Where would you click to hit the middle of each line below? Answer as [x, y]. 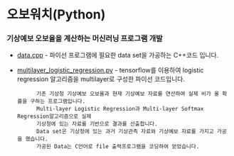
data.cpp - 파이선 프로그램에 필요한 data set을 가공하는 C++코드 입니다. [118, 55]
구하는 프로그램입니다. [58, 101]
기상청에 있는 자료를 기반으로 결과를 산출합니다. [97, 124]
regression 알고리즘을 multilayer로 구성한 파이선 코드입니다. [101, 79]
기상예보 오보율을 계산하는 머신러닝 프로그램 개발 [85, 38]
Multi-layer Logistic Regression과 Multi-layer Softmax [120, 109]
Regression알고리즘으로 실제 [54, 117]
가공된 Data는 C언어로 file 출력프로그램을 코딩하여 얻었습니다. [118, 147]
